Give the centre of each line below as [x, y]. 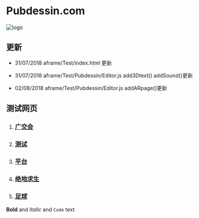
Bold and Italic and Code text [41, 210]
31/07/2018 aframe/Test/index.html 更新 [63, 63]
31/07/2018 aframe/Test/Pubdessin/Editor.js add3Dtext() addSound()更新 [104, 75]
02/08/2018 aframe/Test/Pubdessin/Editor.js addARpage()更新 [91, 88]
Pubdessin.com [46, 11]
